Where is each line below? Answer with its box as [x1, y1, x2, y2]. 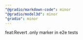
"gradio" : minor [5, 16, 38, 21]
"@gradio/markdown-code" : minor [5, 7, 71, 12]
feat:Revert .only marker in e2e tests [5, 30, 78, 36]
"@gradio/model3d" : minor [5, 12, 58, 17]
